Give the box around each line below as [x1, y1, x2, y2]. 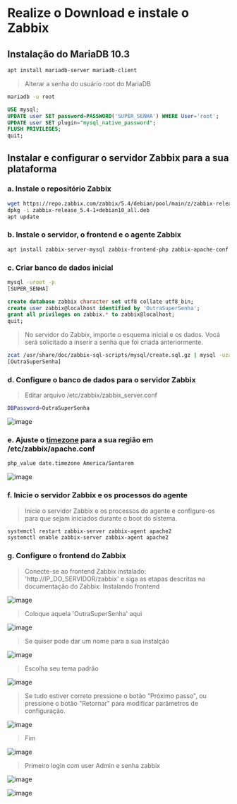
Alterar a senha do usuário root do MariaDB [24, 79, 152, 88]
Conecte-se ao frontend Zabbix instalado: [24, 567, 147, 575]
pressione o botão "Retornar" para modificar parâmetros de [24, 699, 199, 707]
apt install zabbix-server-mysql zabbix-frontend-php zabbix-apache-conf [7, 246, 229, 253]
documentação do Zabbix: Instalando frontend [24, 581, 160, 591]
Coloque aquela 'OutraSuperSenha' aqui [24, 609, 142, 617]
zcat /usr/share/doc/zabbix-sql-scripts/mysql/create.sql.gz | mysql [7, 352, 217, 359]
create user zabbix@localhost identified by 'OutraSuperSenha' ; [7, 305, 200, 312]
